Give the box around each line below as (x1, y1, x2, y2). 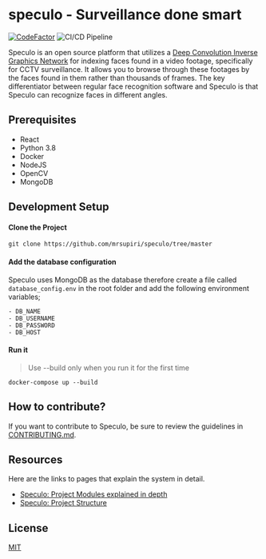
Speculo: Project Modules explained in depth (19, 489, 168, 499)
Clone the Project (8, 222, 68, 232)
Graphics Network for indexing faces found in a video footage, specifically (8, 56, 253, 66)
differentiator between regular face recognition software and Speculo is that (8, 82, 259, 91)
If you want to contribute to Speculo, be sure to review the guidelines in (8, 421, 244, 431)
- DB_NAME (8, 307, 42, 315)
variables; (8, 292, 42, 301)
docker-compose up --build (8, 378, 98, 386)
